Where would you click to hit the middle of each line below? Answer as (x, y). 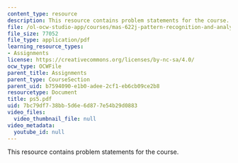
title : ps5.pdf (30, 99)
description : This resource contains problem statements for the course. (119, 20)
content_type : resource (42, 14)
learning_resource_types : (45, 47)
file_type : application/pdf (49, 40)
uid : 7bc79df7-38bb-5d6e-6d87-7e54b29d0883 (73, 106)
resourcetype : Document (42, 92)
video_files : (27, 112)
